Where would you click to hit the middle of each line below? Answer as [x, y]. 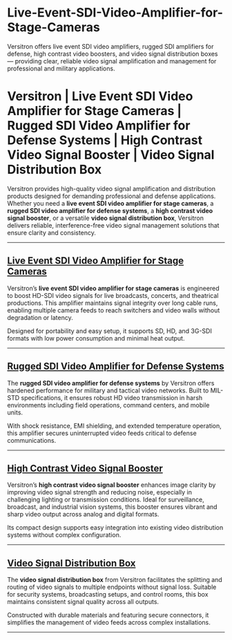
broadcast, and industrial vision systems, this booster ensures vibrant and [112, 507]
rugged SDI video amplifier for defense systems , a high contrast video [110, 210]
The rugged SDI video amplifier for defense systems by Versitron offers [111, 383]
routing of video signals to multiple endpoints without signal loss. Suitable [112, 587]
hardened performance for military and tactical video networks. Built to [108, 390]
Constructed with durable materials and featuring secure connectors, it [108, 615]
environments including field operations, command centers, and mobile [108, 405]
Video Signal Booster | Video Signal [111, 155]
